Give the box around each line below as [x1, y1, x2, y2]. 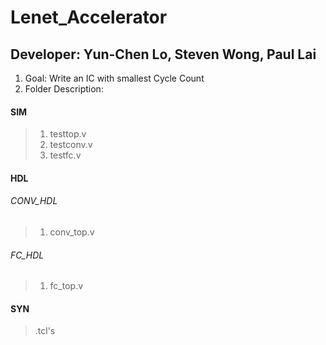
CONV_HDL [10, 195, 58, 207]
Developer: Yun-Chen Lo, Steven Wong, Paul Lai [10, 46, 317, 63]
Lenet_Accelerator [10, 6, 168, 29]
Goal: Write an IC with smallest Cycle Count [24, 72, 205, 84]
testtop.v [49, 128, 87, 140]
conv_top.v [49, 226, 95, 238]
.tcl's [34, 325, 56, 337]
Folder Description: [24, 83, 104, 95]
